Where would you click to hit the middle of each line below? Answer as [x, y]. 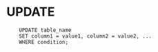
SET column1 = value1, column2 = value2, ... [86, 36]
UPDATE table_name [45, 30]
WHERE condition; [44, 42]
